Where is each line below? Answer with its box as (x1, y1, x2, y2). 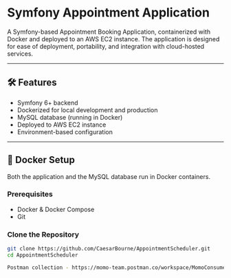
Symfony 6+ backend (16, 98, 78, 107)
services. (7, 50, 33, 58)
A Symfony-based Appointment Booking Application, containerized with (7, 28, 211, 36)
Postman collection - (7, 264, 69, 271)
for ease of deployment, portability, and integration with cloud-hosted (7, 42, 205, 50)
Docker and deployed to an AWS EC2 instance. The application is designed (7, 34, 220, 43)
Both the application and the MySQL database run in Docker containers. (7, 172, 211, 180)
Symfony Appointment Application (7, 5, 210, 21)
